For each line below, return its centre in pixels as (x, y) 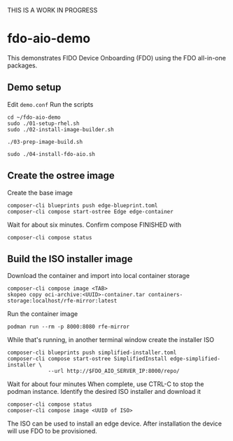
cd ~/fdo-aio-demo (34, 117)
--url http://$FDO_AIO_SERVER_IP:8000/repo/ (114, 371)
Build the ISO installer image (70, 259)
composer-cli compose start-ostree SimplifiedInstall (87, 359)
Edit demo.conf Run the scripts (50, 104)
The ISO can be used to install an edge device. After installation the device (115, 423)
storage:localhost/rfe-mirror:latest (62, 301)
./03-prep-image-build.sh (45, 142)
